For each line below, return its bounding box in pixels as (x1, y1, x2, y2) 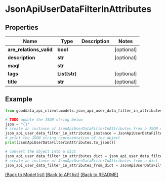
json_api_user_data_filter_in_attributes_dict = (5, 153, 107, 159)
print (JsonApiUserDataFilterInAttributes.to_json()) (5, 140, 116, 145)
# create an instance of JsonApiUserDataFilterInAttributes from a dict (5, 158, 158, 163)
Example (5, 95, 33, 103)
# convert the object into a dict (5, 149, 77, 154)
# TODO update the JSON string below (5, 117, 83, 122)
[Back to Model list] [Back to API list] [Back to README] (5, 172, 119, 178)
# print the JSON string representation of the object (5, 136, 121, 140)
